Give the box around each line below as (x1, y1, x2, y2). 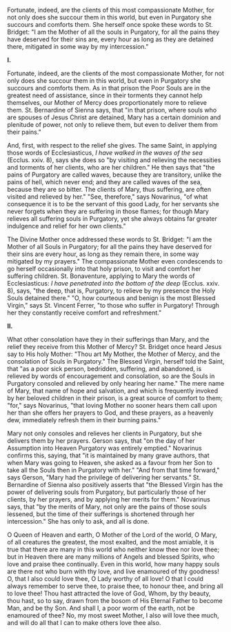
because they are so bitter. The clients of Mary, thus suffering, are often (7, 186, 212, 193)
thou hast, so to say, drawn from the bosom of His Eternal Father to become (7, 597, 223, 604)
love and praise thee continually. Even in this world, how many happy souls (7, 560, 220, 568)
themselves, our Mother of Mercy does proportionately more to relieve (7, 99, 207, 106)
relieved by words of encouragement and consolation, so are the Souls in (7, 372, 215, 380)
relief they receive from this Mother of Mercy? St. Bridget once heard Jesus (7, 343, 222, 350)
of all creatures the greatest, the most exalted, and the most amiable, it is (7, 538, 214, 546)
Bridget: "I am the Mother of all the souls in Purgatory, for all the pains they (7, 28, 220, 36)
